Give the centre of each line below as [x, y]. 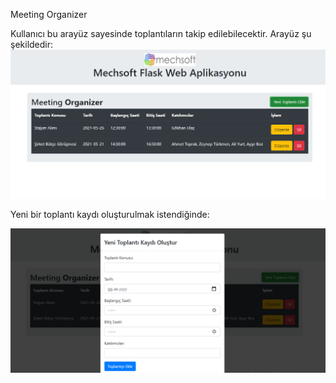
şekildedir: [32, 44]
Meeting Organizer [49, 14]
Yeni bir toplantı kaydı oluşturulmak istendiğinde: [110, 214]
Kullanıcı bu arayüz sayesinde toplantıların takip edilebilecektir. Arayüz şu [161, 33]
